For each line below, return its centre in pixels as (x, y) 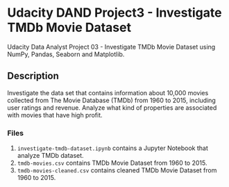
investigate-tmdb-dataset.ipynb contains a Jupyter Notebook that (112, 148)
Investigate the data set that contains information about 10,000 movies (108, 92)
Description (33, 76)
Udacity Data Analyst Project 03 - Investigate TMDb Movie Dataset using (111, 47)
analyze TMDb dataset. (51, 156)
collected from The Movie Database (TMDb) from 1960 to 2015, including (112, 100)
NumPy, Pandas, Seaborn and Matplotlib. (66, 54)
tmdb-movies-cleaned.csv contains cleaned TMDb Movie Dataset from (117, 170)
